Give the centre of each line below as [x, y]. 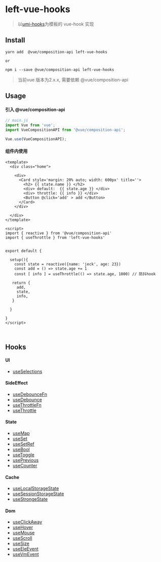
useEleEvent [26, 549]
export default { [24, 251]
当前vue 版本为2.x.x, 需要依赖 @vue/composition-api [73, 80]
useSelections [27, 371]
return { [21, 283]
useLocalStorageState [36, 489]
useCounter [25, 466]
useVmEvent [26, 554]
